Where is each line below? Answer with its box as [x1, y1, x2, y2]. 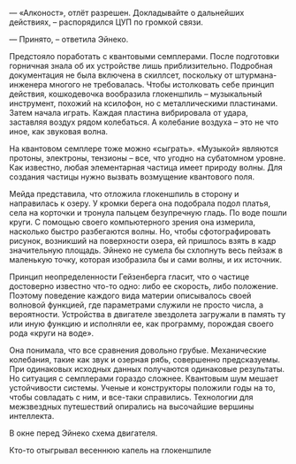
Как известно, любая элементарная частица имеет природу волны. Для [9, 163, 283, 172]
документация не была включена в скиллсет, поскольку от [9, 70, 233, 80]
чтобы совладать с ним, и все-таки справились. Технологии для [9, 392, 254, 402]
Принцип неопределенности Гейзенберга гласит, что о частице [9, 271, 250, 282]
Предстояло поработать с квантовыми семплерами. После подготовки [9, 51, 280, 61]
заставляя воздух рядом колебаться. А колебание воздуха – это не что [9, 117, 279, 127]
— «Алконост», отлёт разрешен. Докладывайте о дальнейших [9, 8, 245, 18]
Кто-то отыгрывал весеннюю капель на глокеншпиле [9, 445, 212, 455]
